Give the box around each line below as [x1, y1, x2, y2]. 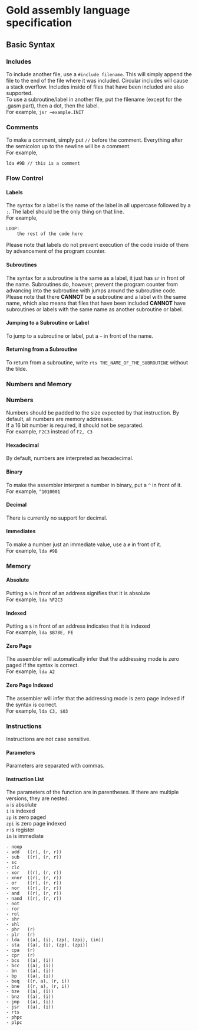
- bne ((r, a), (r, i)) [6, 984, 70, 990]
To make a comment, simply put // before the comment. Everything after [6, 136, 183, 143]
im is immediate [6, 833, 44, 840]
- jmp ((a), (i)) [6, 999, 54, 1005]
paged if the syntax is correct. [6, 662, 80, 669]
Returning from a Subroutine [6, 346, 78, 353]
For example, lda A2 [6, 668, 55, 675]
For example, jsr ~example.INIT [6, 108, 84, 115]
